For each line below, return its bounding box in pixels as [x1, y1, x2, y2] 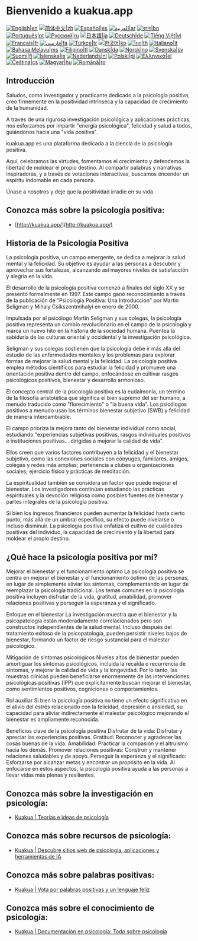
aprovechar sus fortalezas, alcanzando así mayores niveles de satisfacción [6, 266, 189, 274]
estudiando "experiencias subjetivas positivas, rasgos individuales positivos [6, 431, 191, 438]
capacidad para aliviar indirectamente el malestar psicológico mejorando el [6, 710, 189, 717]
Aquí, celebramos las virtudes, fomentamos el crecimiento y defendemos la [6, 157, 190, 164]
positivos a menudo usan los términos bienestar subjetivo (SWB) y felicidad [6, 407, 190, 414]
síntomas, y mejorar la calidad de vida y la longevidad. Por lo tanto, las [6, 666, 178, 674]
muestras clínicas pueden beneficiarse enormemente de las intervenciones [6, 673, 190, 680]
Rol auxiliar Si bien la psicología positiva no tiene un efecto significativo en [6, 697, 187, 704]
